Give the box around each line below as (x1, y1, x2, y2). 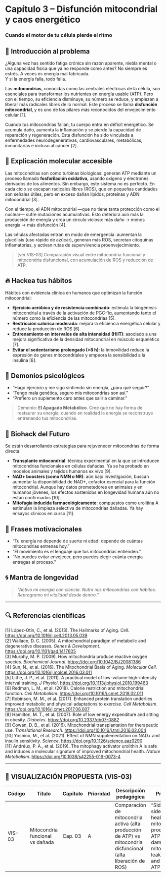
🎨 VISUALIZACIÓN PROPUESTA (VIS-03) (5, 772, 132, 781)
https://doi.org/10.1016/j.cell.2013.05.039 (5, 632, 87, 638)
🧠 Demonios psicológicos (5, 371, 85, 380)
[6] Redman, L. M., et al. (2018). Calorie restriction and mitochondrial (5, 685, 145, 691)
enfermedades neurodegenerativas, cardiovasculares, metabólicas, (5, 137, 143, 143)
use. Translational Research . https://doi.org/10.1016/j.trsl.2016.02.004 (5, 727, 147, 733)
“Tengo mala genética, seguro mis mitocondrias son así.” (12, 390, 128, 396)
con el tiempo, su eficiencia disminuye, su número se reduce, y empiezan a (5, 96, 159, 102)
